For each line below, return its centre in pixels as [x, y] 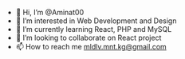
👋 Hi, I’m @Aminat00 [50, 12]
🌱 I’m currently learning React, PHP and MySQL [94, 29]
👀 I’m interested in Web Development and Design [96, 21]
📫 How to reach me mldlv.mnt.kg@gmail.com [91, 47]
